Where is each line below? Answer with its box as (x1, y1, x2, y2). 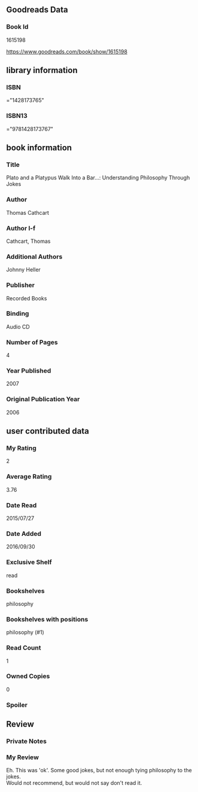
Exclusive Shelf (6, 558, 52, 566)
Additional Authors (6, 252, 63, 261)
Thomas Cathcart (6, 209, 50, 216)
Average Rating (6, 473, 52, 481)
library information (6, 65, 78, 75)
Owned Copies (6, 672, 50, 681)
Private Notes (6, 737, 47, 745)
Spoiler (6, 700, 28, 709)
